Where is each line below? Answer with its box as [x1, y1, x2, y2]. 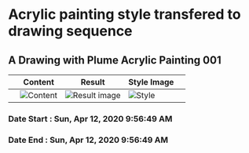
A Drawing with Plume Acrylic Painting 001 [8, 53, 222, 67]
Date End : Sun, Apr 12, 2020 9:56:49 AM [8, 134, 169, 145]
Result [80, 77, 105, 87]
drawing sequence [8, 22, 133, 40]
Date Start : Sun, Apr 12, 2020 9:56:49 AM [8, 113, 173, 124]
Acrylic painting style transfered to [8, 5, 241, 24]
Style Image [128, 77, 174, 87]
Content [23, 77, 55, 87]
